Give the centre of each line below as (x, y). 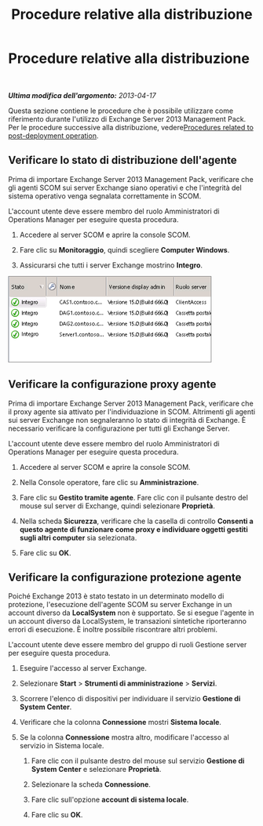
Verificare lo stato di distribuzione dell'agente (122, 160)
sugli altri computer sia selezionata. (78, 537)
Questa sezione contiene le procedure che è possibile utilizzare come (121, 111)
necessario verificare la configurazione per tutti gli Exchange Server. (119, 428)
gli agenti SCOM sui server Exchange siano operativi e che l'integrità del (125, 187)
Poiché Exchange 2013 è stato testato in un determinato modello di (116, 596)
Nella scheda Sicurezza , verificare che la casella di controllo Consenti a (136, 521)
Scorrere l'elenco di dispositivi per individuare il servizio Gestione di (130, 699)
